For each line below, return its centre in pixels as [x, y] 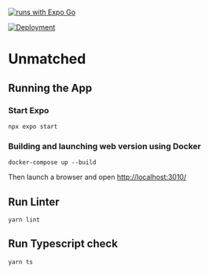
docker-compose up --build [52, 163]
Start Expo [29, 110]
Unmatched [47, 59]
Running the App [50, 88]
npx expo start [33, 126]
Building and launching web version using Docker [105, 146]
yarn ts [21, 262]
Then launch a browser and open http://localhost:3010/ [97, 177]
